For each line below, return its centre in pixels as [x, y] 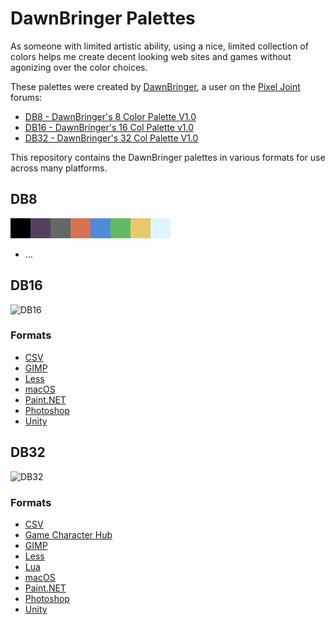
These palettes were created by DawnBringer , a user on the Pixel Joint [155, 86]
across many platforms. [59, 168]
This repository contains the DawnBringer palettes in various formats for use [168, 157]
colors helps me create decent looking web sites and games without [151, 56]
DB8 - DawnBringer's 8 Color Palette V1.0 [110, 116]
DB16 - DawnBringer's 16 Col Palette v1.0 [109, 127]
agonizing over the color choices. [79, 67]
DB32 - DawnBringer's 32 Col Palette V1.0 [111, 138]
